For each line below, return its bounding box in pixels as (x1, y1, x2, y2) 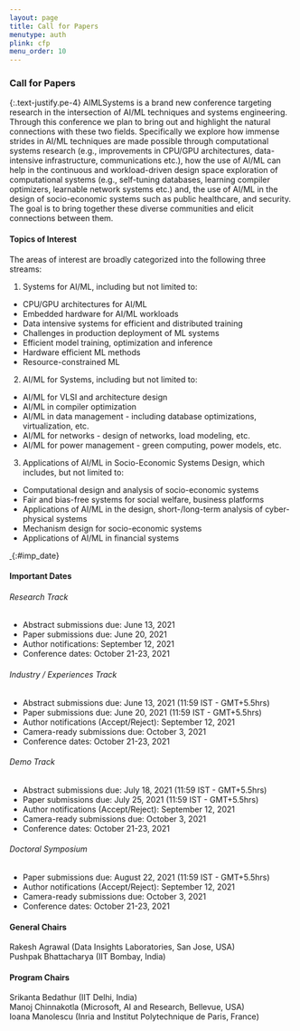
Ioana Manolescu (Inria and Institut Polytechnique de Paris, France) (9, 1011, 259, 1022)
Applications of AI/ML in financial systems (22, 532, 179, 544)
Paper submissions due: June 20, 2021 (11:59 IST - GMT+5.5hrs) (22, 707, 262, 718)
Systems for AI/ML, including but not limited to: (22, 281, 198, 292)
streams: (9, 264, 42, 275)
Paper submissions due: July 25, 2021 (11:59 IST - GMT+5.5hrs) (22, 794, 259, 805)
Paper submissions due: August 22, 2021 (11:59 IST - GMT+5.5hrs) (22, 872, 270, 883)
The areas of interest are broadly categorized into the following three (9, 254, 267, 265)
